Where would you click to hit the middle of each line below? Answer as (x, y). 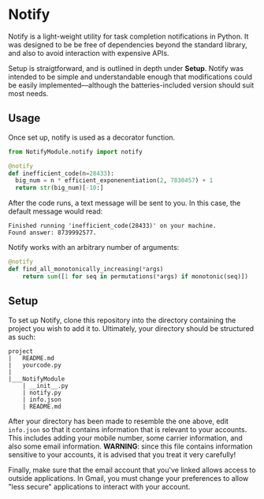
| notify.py (42, 393)
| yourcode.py (35, 365)
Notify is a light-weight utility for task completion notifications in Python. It (128, 36)
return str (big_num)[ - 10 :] (59, 188)
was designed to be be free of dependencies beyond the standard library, (128, 44)
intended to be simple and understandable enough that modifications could (130, 76)
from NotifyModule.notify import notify (76, 151)
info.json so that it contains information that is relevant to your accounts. (128, 429)
